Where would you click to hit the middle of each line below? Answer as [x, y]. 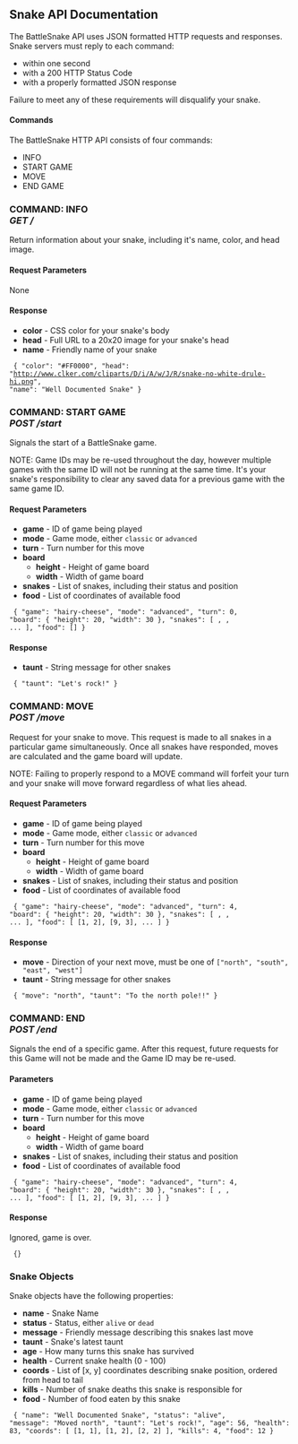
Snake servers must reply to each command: [92, 46]
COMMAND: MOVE [51, 706]
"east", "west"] [52, 971]
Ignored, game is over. [51, 1237]
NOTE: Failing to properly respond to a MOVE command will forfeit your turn [149, 774]
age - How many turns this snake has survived [108, 1352]
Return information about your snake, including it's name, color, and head [145, 240]
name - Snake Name [60, 1313]
